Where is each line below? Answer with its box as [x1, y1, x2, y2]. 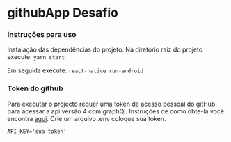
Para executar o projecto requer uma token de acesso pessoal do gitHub [7, 100, 216, 108]
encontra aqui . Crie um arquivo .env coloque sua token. [7, 114, 166, 123]
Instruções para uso [7, 30, 77, 40]
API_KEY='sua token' [7, 127, 67, 135]
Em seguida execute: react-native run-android [7, 66, 144, 74]
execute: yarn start [7, 53, 65, 61]
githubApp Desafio [7, 5, 118, 21]
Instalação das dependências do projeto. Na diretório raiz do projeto [7, 45, 203, 54]
